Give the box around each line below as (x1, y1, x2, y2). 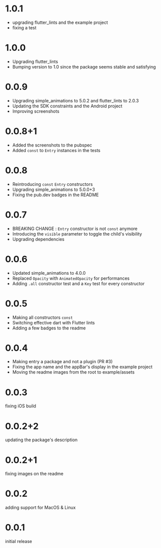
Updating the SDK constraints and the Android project (12, 103, 123, 109)
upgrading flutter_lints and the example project (12, 19, 108, 25)
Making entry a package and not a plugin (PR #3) (12, 359, 113, 365)
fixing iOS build (5, 403, 36, 409)
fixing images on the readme (5, 470, 63, 477)
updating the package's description (5, 437, 78, 443)
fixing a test (12, 24, 37, 30)
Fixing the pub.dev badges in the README (12, 192, 99, 198)
